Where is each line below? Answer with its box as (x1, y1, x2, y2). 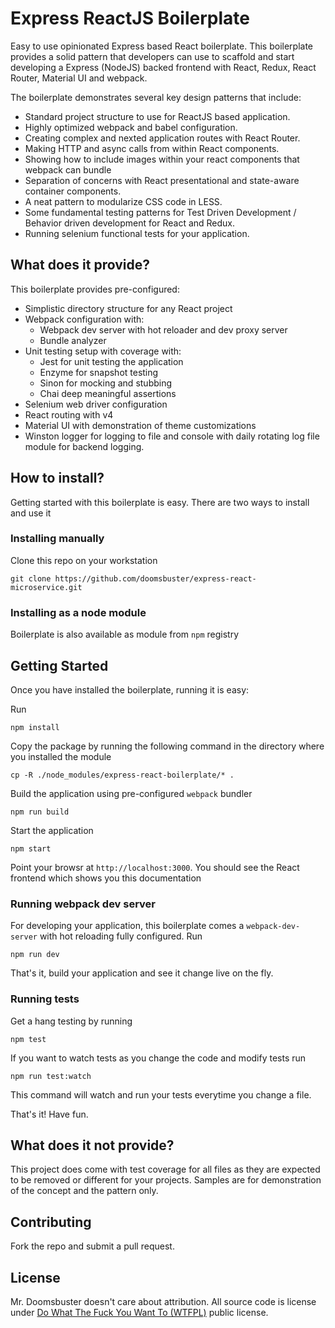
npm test (10, 1034, 47, 1044)
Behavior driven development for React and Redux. (24, 217, 236, 229)
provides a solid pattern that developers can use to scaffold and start (10, 50, 295, 62)
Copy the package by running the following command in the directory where (10, 740, 325, 752)
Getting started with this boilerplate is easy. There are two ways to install (10, 496, 310, 508)
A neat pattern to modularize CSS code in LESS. (24, 195, 223, 207)
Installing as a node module (10, 605, 147, 619)
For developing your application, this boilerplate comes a (10, 920, 245, 932)
